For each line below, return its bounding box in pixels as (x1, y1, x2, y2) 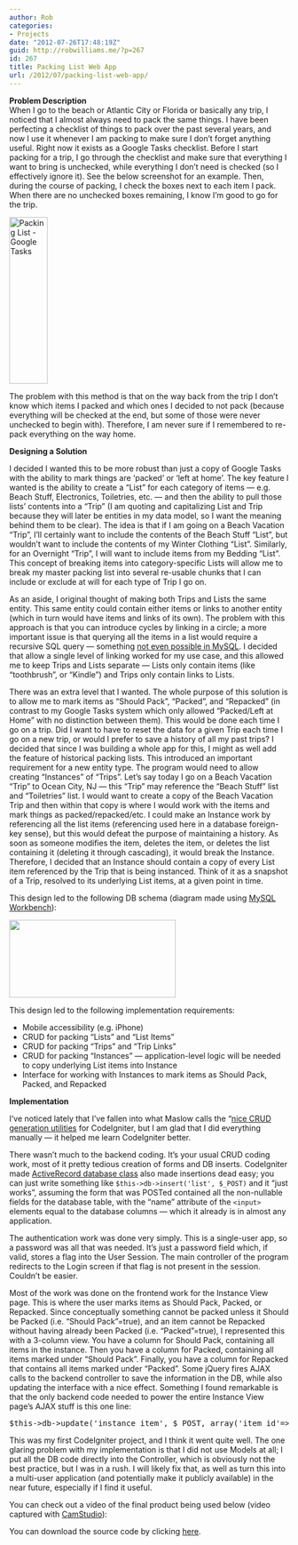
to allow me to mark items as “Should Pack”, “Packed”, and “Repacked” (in (9, 695, 281, 707)
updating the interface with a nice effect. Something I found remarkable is (9, 1381, 279, 1392)
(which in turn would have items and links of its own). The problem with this (9, 612, 286, 623)
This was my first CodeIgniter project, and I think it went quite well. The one (9, 1435, 286, 1445)
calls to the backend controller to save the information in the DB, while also (9, 1373, 283, 1383)
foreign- (248, 819, 279, 829)
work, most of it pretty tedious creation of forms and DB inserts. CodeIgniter (9, 1158, 288, 1169)
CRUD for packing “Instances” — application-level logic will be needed (21, 1050, 281, 1061)
